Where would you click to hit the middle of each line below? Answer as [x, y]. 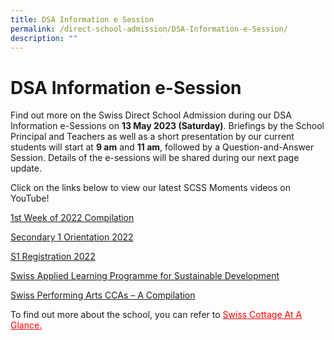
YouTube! [30, 198]
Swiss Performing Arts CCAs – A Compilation [103, 295]
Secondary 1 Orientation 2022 [72, 237]
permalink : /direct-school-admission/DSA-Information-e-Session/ [149, 29]
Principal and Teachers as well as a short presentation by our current [152, 137]
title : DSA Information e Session [82, 19]
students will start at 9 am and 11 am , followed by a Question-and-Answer [162, 147]
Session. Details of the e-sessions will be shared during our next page [155, 158]
